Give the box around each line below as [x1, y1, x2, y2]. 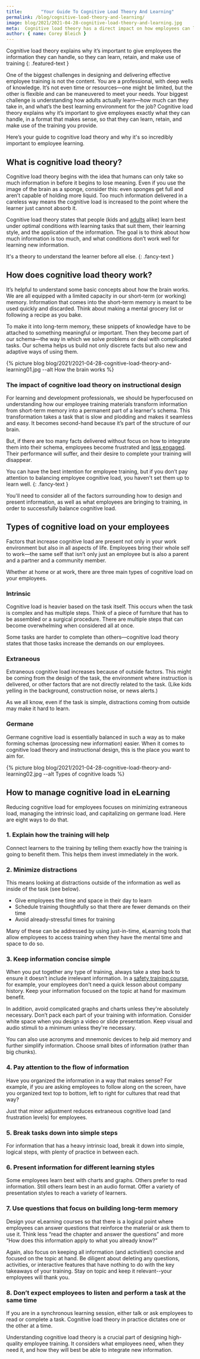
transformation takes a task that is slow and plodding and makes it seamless [6, 413, 193, 420]
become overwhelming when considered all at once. [6, 622, 135, 629]
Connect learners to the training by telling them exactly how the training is [6, 844, 187, 851]
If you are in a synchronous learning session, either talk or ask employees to [6, 1309, 193, 1316]
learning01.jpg [6, 365, 41, 373]
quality [6, 1340, 23, 1347]
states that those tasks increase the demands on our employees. [6, 640, 165, 647]
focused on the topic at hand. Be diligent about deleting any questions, [6, 1254, 180, 1262]
